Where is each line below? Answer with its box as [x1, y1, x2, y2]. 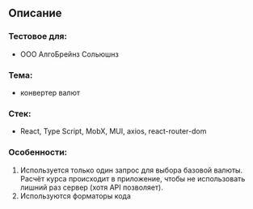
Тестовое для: [8, 31, 67, 42]
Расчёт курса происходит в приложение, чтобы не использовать [19, 173, 246, 183]
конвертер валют [19, 87, 81, 97]
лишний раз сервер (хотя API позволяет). [19, 182, 163, 192]
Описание [8, 6, 62, 20]
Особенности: [8, 147, 68, 158]
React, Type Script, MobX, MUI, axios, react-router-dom [19, 126, 207, 136]
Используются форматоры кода [19, 190, 132, 201]
